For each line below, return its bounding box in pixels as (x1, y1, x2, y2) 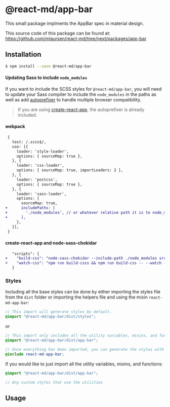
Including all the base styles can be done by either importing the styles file (5, 289, 161, 295)
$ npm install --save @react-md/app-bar (5, 63, 92, 69)
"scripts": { (12, 251, 39, 256)
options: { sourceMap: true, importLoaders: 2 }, (16, 168, 123, 173)
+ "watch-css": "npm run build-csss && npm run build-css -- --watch (5, 261, 162, 266)
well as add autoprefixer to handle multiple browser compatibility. (5, 96, 142, 102)
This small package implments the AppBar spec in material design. (5, 20, 144, 26)
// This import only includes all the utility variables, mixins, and (5, 333, 157, 338)
